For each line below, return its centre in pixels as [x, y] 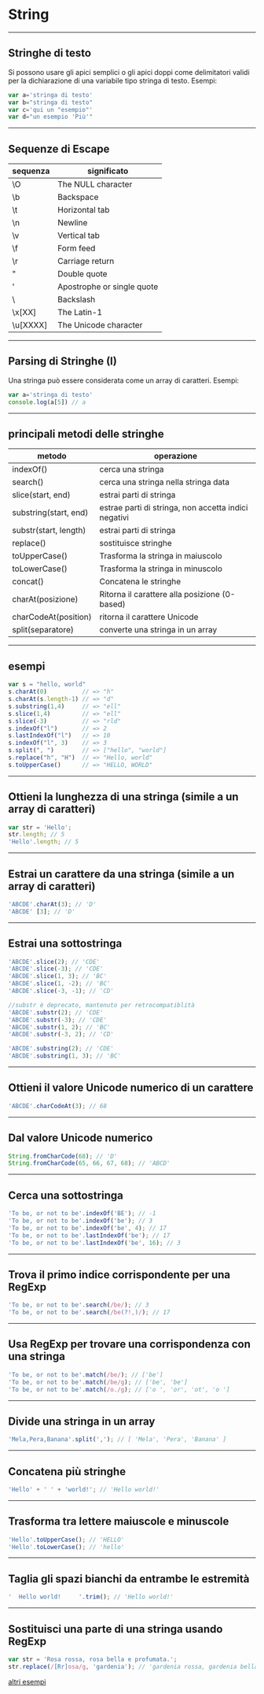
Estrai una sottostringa [65, 944]
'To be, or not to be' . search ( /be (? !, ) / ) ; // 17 [89, 1313]
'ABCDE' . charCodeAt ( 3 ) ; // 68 [58, 1106]
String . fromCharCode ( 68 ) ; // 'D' [63, 1156]
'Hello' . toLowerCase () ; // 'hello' [66, 1547]
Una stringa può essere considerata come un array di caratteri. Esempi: [124, 380]
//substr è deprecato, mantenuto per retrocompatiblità [101, 1005]
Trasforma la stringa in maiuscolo [161, 556]
